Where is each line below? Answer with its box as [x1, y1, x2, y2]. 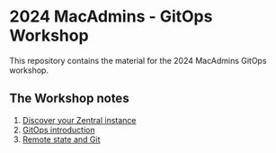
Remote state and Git [22, 133, 101, 145]
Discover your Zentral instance [22, 114, 137, 125]
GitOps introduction [22, 124, 95, 135]
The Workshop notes [9, 91, 129, 106]
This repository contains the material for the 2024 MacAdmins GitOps [9, 55, 267, 66]
